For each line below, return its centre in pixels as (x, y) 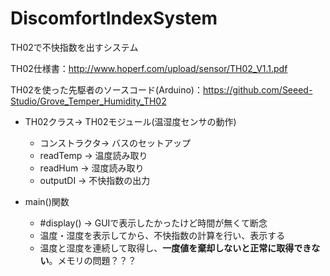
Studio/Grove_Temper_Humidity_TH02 (88, 101)
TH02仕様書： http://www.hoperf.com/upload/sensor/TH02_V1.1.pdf (149, 68)
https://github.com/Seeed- (257, 89)
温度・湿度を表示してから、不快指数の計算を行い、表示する (162, 235)
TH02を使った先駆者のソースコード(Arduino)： (106, 89)
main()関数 (47, 201)
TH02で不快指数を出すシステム (74, 47)
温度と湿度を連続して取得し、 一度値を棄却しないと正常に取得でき (175, 248)
